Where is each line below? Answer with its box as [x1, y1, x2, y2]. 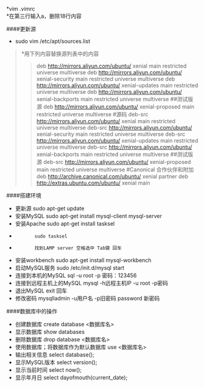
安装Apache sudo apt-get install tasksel [15, 220, 115, 227]
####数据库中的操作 [6, 308, 58, 314]
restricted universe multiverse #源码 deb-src [36, 111, 149, 118]
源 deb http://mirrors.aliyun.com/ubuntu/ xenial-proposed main [36, 103, 195, 110]
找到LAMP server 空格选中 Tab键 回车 [34, 245, 122, 251]
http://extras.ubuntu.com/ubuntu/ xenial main [36, 179, 150, 186]
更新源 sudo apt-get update [15, 205, 85, 212]
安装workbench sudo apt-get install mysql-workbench [15, 257, 152, 264]
